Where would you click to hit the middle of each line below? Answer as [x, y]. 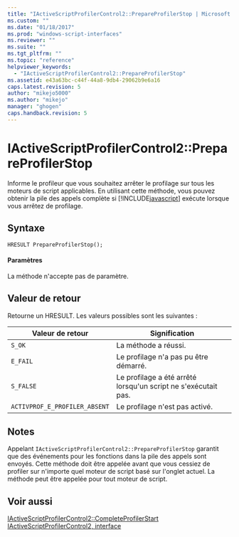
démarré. [132, 366]
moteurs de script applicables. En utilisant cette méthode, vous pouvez [111, 191]
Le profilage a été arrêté [156, 377]
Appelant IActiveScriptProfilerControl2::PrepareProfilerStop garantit [113, 449]
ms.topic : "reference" [41, 60]
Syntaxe [26, 228]
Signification [172, 333]
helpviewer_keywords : [39, 67]
